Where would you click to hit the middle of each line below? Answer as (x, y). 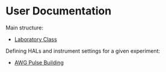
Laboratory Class (36, 39)
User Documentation (59, 11)
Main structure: (24, 28)
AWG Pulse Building (39, 62)
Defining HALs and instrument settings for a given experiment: (83, 51)
